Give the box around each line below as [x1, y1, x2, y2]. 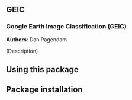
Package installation [6, 85, 83, 95]
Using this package [6, 64, 79, 75]
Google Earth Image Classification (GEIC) [6, 22, 127, 31]
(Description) [6, 47, 38, 54]
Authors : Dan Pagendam [6, 36, 67, 43]
